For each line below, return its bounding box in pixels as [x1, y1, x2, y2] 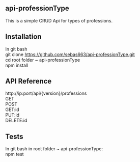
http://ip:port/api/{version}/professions [5, 90, 87, 96]
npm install [5, 62, 29, 68]
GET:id [5, 106, 19, 113]
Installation [5, 33, 42, 41]
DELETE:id [5, 117, 27, 124]
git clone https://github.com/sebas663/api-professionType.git [5, 51, 135, 58]
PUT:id [5, 112, 19, 118]
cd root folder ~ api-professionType [5, 57, 80, 63]
